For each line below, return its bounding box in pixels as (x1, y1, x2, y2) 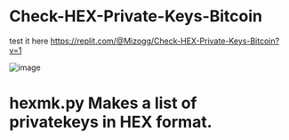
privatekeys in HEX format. (9, 113, 213, 132)
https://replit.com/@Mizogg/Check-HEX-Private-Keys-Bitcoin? (50, 35, 280, 46)
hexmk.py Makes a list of (9, 93, 197, 113)
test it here (9, 35, 49, 46)
